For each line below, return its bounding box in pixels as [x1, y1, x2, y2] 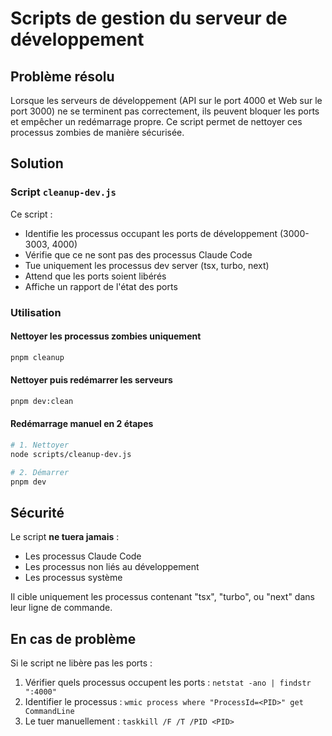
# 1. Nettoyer [10, 440, 70, 450]
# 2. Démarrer [10, 467, 70, 477]
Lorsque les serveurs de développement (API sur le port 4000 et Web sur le [10, 95, 323, 106]
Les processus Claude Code [24, 550, 142, 562]
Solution [10, 155, 64, 172]
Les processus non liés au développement [24, 561, 200, 573]
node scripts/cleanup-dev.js [10, 449, 132, 459]
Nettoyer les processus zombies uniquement [10, 330, 202, 342]
